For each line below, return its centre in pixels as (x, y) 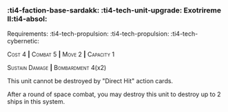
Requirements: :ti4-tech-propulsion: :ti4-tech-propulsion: (88, 34)
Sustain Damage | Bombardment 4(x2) (57, 68)
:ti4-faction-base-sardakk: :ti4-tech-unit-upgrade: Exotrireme (114, 10)
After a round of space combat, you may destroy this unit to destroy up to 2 (114, 94)
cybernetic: (23, 41)
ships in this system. (36, 102)
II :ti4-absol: (27, 19)
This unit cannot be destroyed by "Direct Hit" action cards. (90, 81)
